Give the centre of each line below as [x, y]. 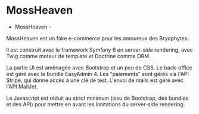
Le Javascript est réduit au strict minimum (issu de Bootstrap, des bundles [97, 98]
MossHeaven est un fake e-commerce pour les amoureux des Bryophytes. [98, 38]
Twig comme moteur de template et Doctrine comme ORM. [78, 56]
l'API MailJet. [22, 86]
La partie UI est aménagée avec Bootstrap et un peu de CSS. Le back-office [99, 67]
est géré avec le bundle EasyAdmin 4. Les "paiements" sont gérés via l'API [97, 74]
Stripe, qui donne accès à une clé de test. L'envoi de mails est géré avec [95, 80]
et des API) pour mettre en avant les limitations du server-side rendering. [96, 104]
